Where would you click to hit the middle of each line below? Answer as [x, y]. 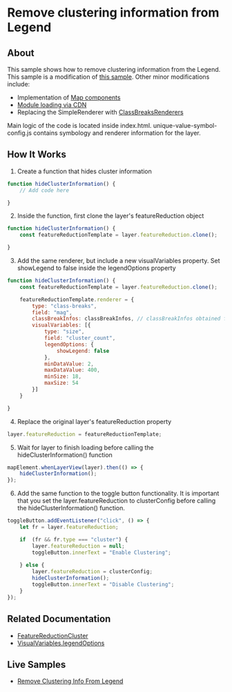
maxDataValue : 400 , [72, 370]
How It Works [37, 154]
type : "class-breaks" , [65, 306]
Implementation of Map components [69, 97]
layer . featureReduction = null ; [79, 546]
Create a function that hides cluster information [84, 171]
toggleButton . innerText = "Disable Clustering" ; [103, 585]
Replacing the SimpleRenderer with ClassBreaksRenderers [100, 112]
